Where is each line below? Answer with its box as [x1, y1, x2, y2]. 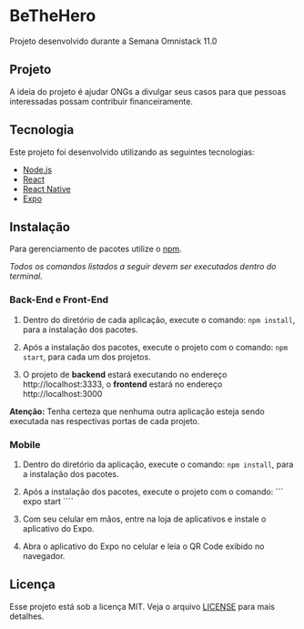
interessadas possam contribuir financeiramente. [9, 96, 194, 107]
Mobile [9, 438, 41, 451]
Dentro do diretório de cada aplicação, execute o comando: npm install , [22, 314, 296, 325]
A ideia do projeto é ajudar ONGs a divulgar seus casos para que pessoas [9, 86, 287, 96]
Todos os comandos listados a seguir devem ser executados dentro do [9, 261, 277, 272]
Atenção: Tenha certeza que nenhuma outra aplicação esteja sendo [9, 406, 266, 417]
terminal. [9, 270, 43, 282]
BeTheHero [9, 5, 96, 26]
